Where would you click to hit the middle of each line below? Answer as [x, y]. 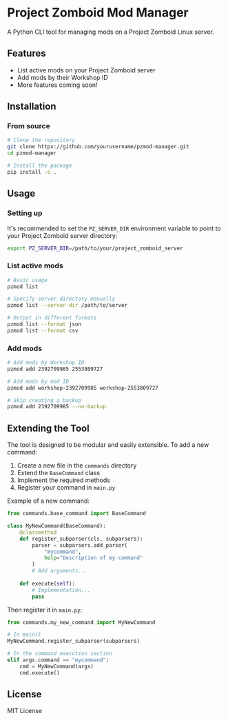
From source [29, 126]
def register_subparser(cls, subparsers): [81, 539]
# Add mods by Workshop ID [46, 363]
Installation [32, 107]
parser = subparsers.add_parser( [80, 545]
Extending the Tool [48, 428]
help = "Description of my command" [93, 558]
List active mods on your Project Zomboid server [86, 70]
